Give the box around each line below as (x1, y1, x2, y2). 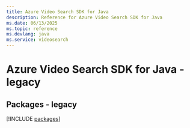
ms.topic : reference (6, 25, 58, 32)
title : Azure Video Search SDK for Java (6, 8, 109, 15)
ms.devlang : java (6, 31, 50, 37)
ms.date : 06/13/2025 (6, 20, 58, 26)
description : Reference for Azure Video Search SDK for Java (6, 14, 163, 20)
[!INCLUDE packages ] (6, 115, 61, 122)
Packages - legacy (6, 99, 77, 109)
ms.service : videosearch (6, 37, 69, 43)
